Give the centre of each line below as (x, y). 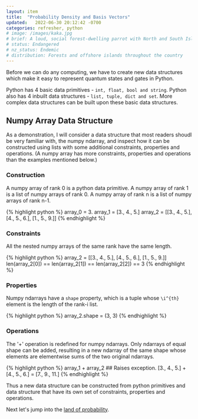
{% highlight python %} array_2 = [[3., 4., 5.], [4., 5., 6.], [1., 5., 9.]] (86, 258)
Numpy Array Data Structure (60, 121)
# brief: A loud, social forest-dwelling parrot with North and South (95, 39)
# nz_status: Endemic (33, 50)
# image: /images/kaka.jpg (39, 34)
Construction (26, 175)
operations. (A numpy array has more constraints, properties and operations (99, 154)
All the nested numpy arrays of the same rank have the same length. (89, 246)
